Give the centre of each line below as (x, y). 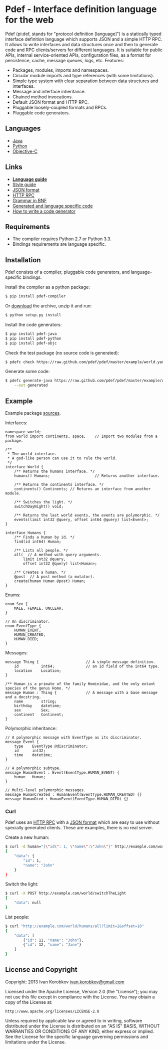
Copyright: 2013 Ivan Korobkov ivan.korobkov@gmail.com (65, 982)
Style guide (24, 185)
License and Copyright (41, 970)
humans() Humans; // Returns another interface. (87, 476)
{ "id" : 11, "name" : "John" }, (53, 940)
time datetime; (33, 755)
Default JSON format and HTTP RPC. (50, 102)
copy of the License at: (29, 1002)
